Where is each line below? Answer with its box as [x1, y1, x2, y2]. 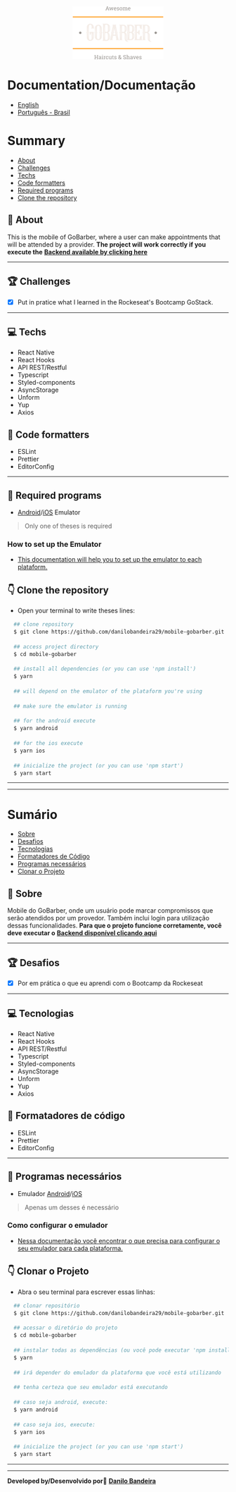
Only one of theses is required [24, 522, 112, 530]
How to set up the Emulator [7, 539, 102, 549]
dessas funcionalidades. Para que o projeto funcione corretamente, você [7, 921, 223, 930]
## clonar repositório [13, 1302, 80, 1309]
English [17, 100, 39, 109]
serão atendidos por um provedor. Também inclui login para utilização [7, 914, 209, 923]
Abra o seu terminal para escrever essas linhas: [17, 1288, 156, 1296]
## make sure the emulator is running [13, 703, 128, 710]
